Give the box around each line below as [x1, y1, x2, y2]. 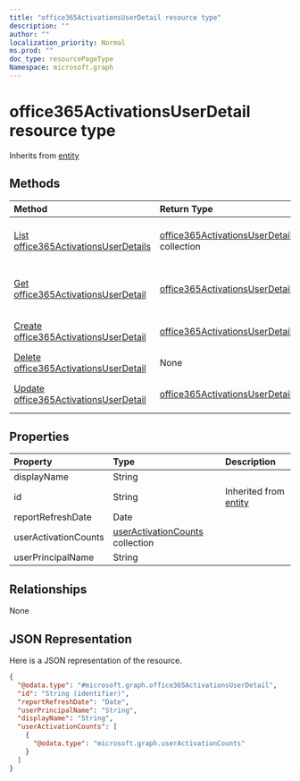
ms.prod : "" [9, 47, 54, 55]
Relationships [9, 582, 87, 597]
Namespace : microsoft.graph [9, 64, 114, 72]
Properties [9, 429, 70, 445]
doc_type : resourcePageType [9, 55, 114, 64]
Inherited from [224, 485, 286, 497]
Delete [13, 351, 42, 363]
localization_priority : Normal [9, 38, 126, 47]
